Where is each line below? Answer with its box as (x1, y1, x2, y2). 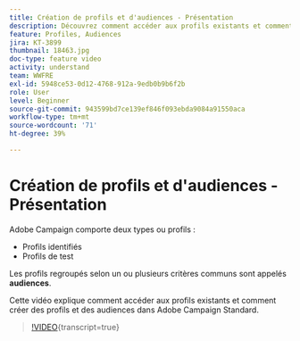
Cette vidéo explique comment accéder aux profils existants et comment (9, 295, 277, 305)
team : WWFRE (9, 71, 54, 80)
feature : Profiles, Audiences (9, 29, 122, 38)
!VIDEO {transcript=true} (30, 321, 121, 332)
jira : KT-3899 (9, 37, 62, 47)
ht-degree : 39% (9, 129, 66, 138)
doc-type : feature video (9, 54, 102, 63)
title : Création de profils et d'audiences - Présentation (9, 12, 234, 22)
